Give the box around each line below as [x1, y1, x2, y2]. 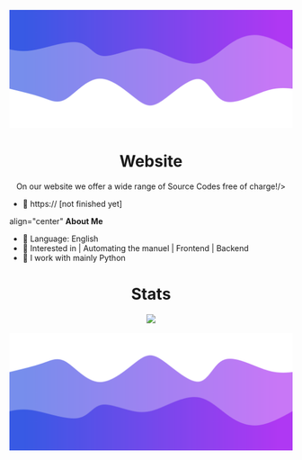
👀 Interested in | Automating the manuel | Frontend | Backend [22, 242, 249, 253]
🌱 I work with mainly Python [22, 252, 126, 263]
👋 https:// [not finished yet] [22, 198, 123, 209]
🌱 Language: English [22, 233, 99, 244]
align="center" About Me [9, 215, 103, 226]
